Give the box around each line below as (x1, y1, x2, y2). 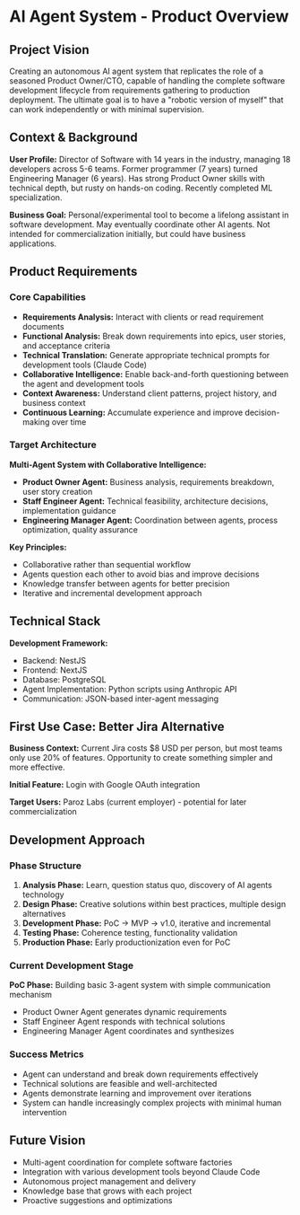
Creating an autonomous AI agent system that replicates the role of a (9, 66, 264, 76)
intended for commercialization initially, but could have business (9, 228, 246, 239)
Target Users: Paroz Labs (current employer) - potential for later (9, 797, 247, 807)
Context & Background (9, 130, 139, 145)
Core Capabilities (9, 291, 87, 304)
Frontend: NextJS (21, 665, 88, 675)
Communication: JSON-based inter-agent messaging (21, 693, 219, 704)
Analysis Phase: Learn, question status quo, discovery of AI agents (21, 880, 273, 891)
